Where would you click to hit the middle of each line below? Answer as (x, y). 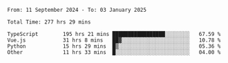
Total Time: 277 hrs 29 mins (49, 22)
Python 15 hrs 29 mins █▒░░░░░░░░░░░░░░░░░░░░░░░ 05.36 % (114, 46)
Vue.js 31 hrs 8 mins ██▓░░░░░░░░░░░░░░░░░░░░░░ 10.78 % (114, 40)
